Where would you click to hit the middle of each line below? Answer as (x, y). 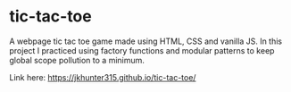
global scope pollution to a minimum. (77, 60)
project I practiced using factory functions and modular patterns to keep (142, 50)
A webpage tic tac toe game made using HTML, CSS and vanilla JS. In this (146, 41)
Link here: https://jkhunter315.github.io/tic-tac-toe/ (103, 77)
